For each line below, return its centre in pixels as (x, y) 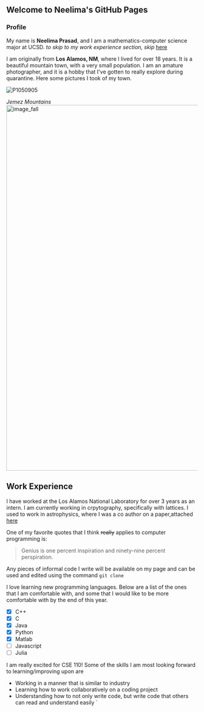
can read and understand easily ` (56, 702)
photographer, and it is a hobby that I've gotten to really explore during (95, 72)
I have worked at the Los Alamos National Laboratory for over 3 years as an (101, 501)
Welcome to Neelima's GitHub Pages (77, 10)
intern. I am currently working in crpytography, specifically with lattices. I (97, 507)
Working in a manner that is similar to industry (73, 683)
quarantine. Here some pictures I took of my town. (69, 78)
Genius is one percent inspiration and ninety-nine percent (93, 550)
